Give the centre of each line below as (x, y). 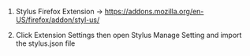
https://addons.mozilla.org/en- (154, 11)
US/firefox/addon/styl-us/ (58, 20)
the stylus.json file (45, 43)
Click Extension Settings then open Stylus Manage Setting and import (129, 35)
